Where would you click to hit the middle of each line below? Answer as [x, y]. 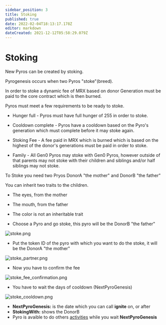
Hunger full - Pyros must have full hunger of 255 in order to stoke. [80, 115]
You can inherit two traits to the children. [47, 185]
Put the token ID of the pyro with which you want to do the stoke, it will [85, 243]
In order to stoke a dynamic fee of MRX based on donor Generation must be [83, 91]
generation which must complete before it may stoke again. [73, 130]
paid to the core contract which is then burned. [54, 96]
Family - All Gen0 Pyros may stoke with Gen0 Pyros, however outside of [86, 155]
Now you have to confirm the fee [46, 268]
